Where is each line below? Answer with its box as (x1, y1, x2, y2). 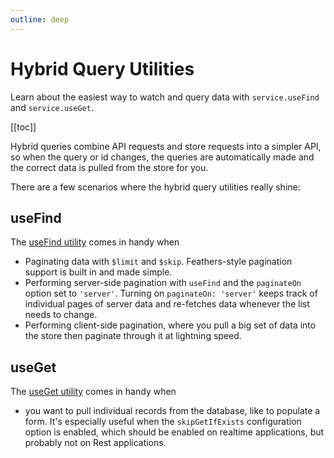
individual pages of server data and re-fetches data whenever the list (24, 298, 310, 310)
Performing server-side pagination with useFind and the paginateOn (24, 277, 302, 289)
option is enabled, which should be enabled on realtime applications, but (24, 426, 325, 438)
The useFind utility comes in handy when (10, 236, 180, 248)
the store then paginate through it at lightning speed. (24, 330, 242, 342)
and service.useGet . (10, 101, 94, 113)
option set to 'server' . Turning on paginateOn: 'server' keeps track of (24, 287, 318, 300)
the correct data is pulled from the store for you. (10, 161, 209, 173)
